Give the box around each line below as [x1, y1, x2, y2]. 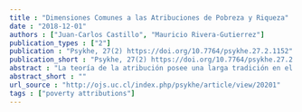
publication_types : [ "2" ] [9, 38, 111, 48]
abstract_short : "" [9, 72, 88, 81]
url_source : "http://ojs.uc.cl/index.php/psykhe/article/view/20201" [9, 80, 281, 89]
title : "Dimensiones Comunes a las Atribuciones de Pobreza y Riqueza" [9, 13, 289, 23]
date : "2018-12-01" [9, 22, 88, 31]
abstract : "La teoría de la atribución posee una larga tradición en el [9, 64, 294, 73]
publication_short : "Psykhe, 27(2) [9, 55, 147, 64]
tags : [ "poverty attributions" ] [9, 89, 136, 98]
